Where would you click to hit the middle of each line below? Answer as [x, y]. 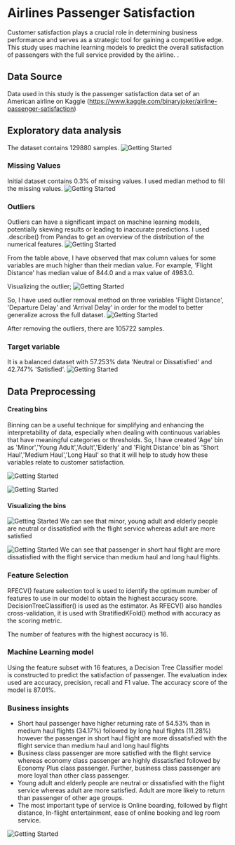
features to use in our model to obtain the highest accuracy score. [103, 598]
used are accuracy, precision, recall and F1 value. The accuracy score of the [117, 682]
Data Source [35, 77]
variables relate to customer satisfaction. [66, 463]
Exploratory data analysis [64, 131]
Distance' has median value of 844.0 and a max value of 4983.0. [101, 273]
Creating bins [27, 409]
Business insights [38, 708]
